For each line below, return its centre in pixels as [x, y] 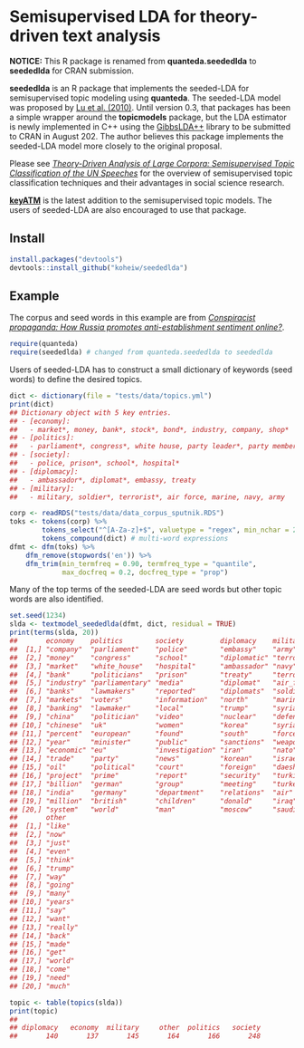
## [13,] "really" [44, 927]
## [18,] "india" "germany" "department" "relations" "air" [152, 793]
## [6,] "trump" [42, 868]
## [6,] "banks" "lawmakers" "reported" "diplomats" [137, 692]
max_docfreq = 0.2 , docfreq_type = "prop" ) [145, 572]
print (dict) [32, 404]
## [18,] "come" [40, 970]
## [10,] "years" [42, 902]
